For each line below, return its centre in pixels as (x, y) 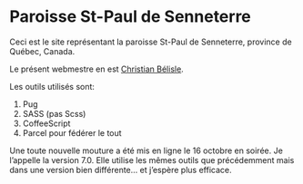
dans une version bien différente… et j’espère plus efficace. (121, 169)
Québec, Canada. (42, 51)
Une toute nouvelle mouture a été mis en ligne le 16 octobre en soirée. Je (146, 150)
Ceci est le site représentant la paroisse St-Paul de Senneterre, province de (151, 42)
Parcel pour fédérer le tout (72, 132)
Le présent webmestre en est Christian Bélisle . (96, 69)
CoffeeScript (46, 123)
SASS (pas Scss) (54, 113)
